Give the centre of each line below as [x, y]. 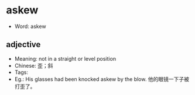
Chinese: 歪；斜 [34, 65]
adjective [23, 45]
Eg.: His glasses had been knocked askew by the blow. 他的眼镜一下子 [99, 79]
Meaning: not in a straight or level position [65, 58]
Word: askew [30, 26]
